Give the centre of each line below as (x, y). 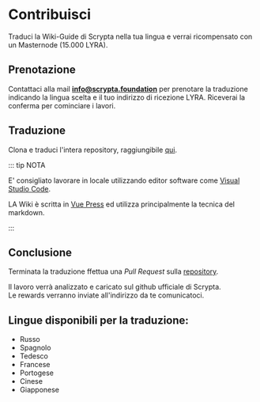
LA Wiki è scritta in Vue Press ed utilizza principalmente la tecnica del (122, 204)
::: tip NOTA (27, 165)
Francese (35, 365)
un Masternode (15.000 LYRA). (58, 44)
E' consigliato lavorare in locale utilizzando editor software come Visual (124, 180)
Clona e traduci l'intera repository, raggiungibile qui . (93, 150)
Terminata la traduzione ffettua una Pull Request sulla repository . (113, 271)
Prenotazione (42, 70)
